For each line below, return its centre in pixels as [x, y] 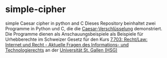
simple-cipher [36, 9]
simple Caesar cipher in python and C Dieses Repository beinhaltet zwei [80, 23]
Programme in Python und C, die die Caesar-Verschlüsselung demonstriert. [84, 28]
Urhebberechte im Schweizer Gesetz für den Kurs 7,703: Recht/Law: [76, 39]
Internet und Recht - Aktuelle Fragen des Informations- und [67, 44]
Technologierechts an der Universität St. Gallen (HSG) [61, 50]
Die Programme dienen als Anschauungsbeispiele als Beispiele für [74, 34]
